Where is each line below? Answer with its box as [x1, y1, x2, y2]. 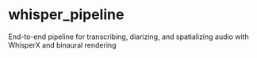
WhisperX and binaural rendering [8, 40, 117, 49]
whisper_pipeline [8, 6, 125, 24]
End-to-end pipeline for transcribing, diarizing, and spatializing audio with [8, 32, 249, 41]
